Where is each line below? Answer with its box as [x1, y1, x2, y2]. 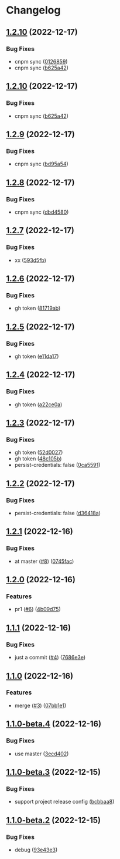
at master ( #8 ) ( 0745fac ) [14, 558, 74, 565]
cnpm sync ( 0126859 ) [14, 58, 68, 65]
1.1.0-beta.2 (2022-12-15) [6, 815, 101, 825]
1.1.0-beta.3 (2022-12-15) [6, 767, 101, 777]
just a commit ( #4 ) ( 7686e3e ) [14, 654, 86, 661]
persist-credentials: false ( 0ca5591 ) [14, 462, 101, 469]
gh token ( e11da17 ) [14, 353, 59, 360]
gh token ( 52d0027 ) [14, 449, 63, 456]
